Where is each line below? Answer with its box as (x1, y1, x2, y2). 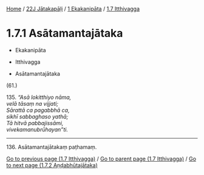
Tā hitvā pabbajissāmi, (6, 119, 64, 126)
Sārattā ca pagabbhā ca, (6, 106, 70, 114)
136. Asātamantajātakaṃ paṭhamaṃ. (6, 143, 97, 151)
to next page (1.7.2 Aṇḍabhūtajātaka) (6, 161, 98, 169)
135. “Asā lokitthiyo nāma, (6, 94, 72, 101)
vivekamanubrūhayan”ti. (6, 126, 69, 133)
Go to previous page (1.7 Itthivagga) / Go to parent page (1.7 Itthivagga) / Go (6, 155, 196, 162)
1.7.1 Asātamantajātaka (6, 27, 123, 40)
